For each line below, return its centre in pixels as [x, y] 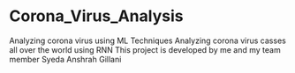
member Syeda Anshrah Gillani [65, 59]
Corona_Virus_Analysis [96, 16]
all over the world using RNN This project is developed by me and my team [145, 49]
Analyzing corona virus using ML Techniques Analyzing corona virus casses [148, 40]
